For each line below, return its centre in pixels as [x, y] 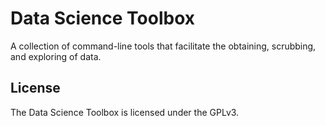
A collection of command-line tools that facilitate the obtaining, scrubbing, [163, 46]
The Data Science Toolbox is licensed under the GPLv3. [125, 112]
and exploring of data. [56, 56]
